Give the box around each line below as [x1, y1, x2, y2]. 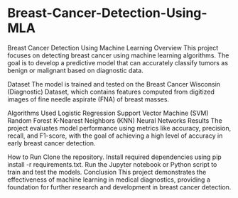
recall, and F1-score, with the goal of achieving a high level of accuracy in [7, 131, 223, 140]
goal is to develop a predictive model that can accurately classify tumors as [7, 58, 229, 67]
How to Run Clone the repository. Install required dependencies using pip [7, 153, 222, 161]
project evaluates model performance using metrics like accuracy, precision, [7, 123, 232, 132]
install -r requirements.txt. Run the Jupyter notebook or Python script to [7, 160, 217, 168]
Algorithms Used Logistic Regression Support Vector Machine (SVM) [7, 109, 209, 117]
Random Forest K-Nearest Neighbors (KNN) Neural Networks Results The [7, 116, 222, 125]
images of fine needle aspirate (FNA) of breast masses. [7, 94, 169, 104]
